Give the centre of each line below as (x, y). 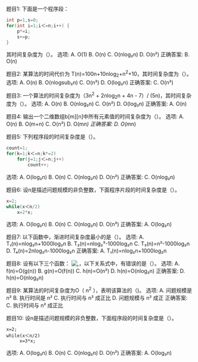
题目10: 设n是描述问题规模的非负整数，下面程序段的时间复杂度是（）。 (92, 318)
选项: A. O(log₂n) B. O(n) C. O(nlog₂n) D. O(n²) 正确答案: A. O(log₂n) (89, 224)
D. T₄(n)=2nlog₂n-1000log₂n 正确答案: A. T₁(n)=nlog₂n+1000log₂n (86, 251)
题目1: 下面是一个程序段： (38, 9)
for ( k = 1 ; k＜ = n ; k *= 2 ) (31, 154)
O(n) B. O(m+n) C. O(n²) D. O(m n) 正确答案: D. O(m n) (71, 124)
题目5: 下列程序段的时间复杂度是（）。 (52, 137)
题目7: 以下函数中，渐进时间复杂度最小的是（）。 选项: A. (75, 237)
